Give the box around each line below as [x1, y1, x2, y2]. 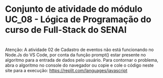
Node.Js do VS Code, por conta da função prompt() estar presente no [5, 52, 146, 58]
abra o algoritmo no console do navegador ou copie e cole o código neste [5, 62, 154, 68]
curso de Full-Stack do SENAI [5, 25, 127, 35]
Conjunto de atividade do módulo [5, 3, 143, 15]
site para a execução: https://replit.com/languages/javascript [5, 68, 128, 74]
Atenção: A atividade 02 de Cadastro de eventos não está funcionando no [5, 47, 154, 52]
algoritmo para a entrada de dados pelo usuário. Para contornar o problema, [5, 57, 159, 63]
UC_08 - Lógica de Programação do [5, 14, 151, 25]
